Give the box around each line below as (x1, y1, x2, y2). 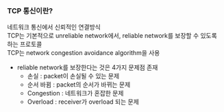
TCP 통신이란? (7, 5, 53, 15)
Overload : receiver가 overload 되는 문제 (27, 98, 139, 106)
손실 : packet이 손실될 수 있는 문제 (27, 72, 120, 80)
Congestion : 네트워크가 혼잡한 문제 (27, 89, 124, 98)
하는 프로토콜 (7, 40, 42, 49)
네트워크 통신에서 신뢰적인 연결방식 (7, 23, 101, 32)
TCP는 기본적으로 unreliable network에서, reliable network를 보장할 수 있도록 (7, 32, 217, 40)
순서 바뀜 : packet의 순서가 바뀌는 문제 (27, 80, 131, 89)
